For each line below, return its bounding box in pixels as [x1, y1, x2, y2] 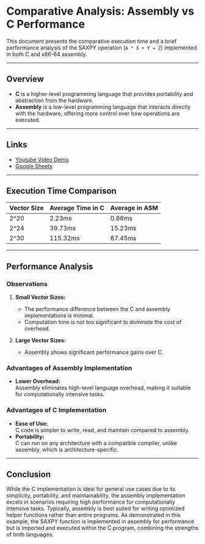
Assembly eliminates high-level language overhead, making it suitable [15, 384, 191, 392]
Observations [6, 279, 48, 288]
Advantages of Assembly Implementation [6, 364, 132, 372]
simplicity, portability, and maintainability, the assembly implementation [6, 492, 185, 499]
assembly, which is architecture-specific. [15, 446, 119, 453]
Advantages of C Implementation [6, 406, 107, 414]
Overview [6, 74, 45, 84]
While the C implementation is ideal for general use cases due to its [6, 485, 176, 493]
